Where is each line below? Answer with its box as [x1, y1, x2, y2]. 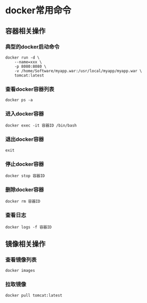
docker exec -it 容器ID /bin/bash [5, 123, 77, 128]
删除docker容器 [5, 186, 44, 193]
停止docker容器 [5, 160, 44, 167]
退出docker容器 [5, 136, 44, 143]
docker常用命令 [5, 5, 71, 16]
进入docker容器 [5, 110, 44, 117]
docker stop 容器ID [5, 173, 45, 179]
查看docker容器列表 [5, 85, 54, 92]
